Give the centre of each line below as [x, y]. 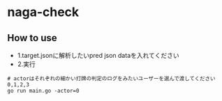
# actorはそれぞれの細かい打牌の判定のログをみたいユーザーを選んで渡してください [111, 79]
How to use [32, 38]
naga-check [43, 12]
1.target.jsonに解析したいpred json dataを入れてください [98, 55]
